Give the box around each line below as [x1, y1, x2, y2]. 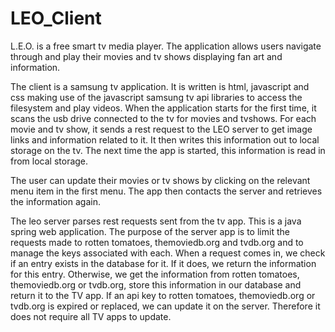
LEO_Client [10, 7, 102, 30]
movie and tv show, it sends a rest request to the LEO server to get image [10, 123, 313, 135]
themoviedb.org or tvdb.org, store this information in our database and [10, 278, 302, 291]
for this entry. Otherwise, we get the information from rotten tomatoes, [10, 268, 300, 280]
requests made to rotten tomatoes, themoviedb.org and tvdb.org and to [10, 236, 304, 248]
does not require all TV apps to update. [10, 310, 172, 322]
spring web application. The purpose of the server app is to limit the [10, 225, 290, 237]
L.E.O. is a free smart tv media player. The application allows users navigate [10, 40, 322, 52]
